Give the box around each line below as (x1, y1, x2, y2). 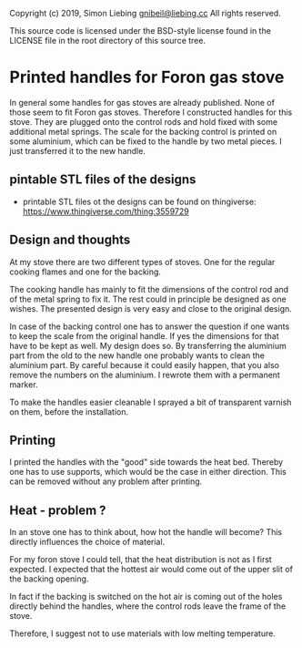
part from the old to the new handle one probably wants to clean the (9, 350, 266, 361)
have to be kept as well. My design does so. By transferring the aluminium (9, 340, 287, 351)
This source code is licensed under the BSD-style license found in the (9, 26, 271, 36)
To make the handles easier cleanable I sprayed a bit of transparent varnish (9, 396, 292, 407)
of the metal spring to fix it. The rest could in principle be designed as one (9, 293, 287, 304)
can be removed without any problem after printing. (9, 476, 203, 487)
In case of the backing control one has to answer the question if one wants (9, 321, 290, 332)
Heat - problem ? (9, 502, 106, 518)
